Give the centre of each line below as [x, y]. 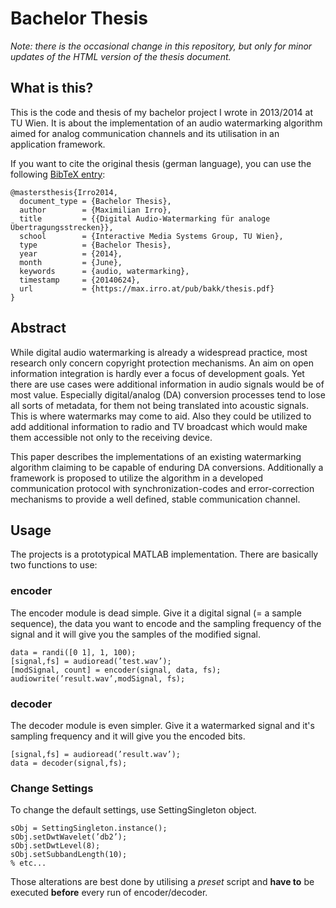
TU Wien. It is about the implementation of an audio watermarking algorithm [166, 123]
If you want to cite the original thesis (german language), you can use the [161, 163]
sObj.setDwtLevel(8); [55, 846]
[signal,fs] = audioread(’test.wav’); [91, 661]
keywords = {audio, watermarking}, [104, 271]
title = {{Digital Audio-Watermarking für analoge [145, 218]
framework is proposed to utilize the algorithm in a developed [137, 478]
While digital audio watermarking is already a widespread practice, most [159, 352]
